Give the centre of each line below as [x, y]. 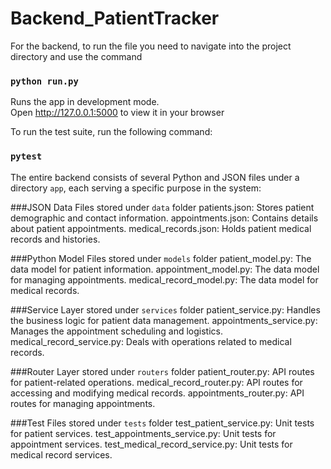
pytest [26, 156]
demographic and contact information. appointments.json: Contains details [164, 218]
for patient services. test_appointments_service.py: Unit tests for [143, 433]
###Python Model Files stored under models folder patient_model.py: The [161, 258]
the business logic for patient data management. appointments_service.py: [164, 320]
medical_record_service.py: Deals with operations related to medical [151, 341]
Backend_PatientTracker [115, 18]
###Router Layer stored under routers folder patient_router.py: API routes [162, 371]
